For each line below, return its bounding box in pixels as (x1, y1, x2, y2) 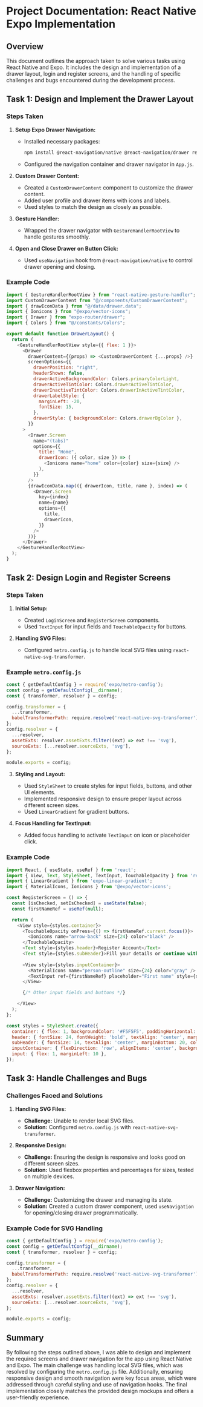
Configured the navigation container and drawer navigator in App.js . (24, 160, 195, 168)
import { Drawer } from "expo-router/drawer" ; (6, 314, 126, 320)
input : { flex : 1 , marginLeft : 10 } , (11, 1051, 107, 1057)
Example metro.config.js (6, 668, 82, 676)
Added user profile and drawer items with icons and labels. (24, 197, 171, 204)
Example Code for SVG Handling (6, 1224, 103, 1233)
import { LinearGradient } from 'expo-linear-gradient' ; (6, 878, 153, 885)
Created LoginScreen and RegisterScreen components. (24, 616, 160, 624)
